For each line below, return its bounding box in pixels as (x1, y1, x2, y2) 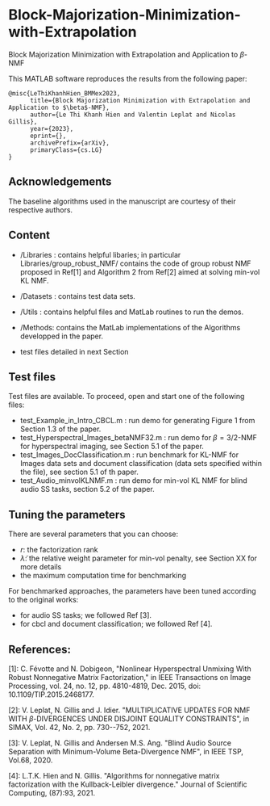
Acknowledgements (8, 175, 112, 189)
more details (19, 562, 62, 572)
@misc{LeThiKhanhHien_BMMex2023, (8, 89, 121, 98)
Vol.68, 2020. (8, 755, 53, 765)
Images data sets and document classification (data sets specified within (19, 459, 262, 468)
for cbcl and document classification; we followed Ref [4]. (19, 619, 213, 629)
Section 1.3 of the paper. (19, 424, 102, 434)
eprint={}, (29, 132, 67, 140)
